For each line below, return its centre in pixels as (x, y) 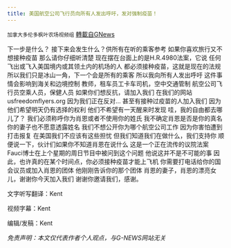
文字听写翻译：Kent (35, 193)
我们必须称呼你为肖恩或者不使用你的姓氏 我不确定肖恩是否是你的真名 (124, 118)
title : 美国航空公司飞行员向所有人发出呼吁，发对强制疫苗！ (82, 14)
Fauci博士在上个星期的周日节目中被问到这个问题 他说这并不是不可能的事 (110, 152)
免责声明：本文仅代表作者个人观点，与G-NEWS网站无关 (86, 238)
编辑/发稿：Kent (30, 223)
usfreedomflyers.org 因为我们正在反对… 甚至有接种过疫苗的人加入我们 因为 (114, 100)
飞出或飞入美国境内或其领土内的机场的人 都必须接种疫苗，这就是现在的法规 (114, 66)
